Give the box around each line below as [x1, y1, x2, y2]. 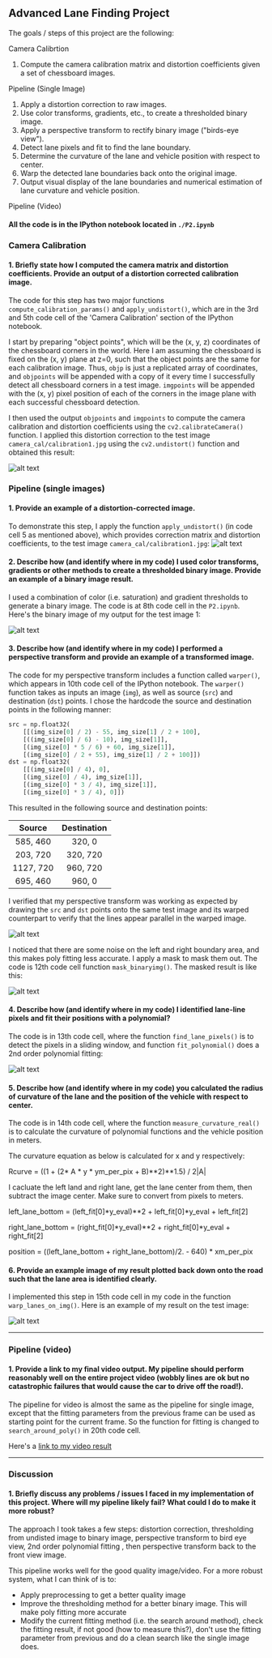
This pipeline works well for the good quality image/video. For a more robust [8, 1566, 263, 1575]
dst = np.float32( [8, 758, 70, 767]
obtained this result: [8, 447, 75, 457]
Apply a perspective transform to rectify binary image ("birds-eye [19, 125, 239, 135]
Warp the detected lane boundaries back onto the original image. [19, 168, 237, 177]
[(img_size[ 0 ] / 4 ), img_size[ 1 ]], [23, 773, 143, 781]
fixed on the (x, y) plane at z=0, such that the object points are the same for [8, 354, 261, 364]
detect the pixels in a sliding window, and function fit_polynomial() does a [8, 1041, 260, 1050]
